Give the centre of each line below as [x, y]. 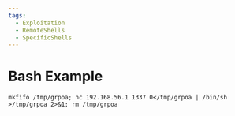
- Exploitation [40, 23]
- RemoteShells [40, 30]
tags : [17, 15]
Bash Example [56, 77]
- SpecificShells [44, 37]
